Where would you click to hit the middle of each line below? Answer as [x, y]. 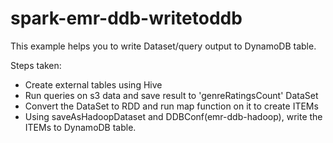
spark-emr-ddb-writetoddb [126, 18]
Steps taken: [36, 65]
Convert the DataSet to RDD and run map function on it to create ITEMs [171, 106]
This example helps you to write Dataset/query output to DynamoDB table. [163, 46]
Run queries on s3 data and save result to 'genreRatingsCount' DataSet [171, 95]
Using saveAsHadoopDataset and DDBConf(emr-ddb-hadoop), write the [173, 116]
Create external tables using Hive [93, 84]
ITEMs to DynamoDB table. [80, 127]
